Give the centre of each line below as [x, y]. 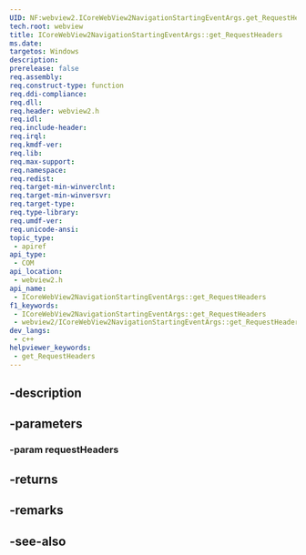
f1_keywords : [34, 306]
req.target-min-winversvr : [61, 196]
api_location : [36, 272]
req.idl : [26, 119]
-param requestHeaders [64, 449]
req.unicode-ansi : [44, 229]
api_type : [28, 255]
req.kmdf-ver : [36, 145]
